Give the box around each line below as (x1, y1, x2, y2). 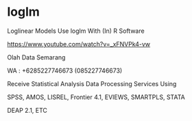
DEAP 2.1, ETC (7, 106, 48, 114)
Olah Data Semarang (7, 53, 66, 62)
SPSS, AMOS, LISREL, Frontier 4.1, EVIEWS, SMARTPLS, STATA (7, 93, 185, 101)
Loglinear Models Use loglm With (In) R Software (7, 27, 145, 35)
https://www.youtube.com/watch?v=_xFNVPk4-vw (7, 40, 151, 48)
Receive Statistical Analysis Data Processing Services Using (7, 79, 177, 88)
